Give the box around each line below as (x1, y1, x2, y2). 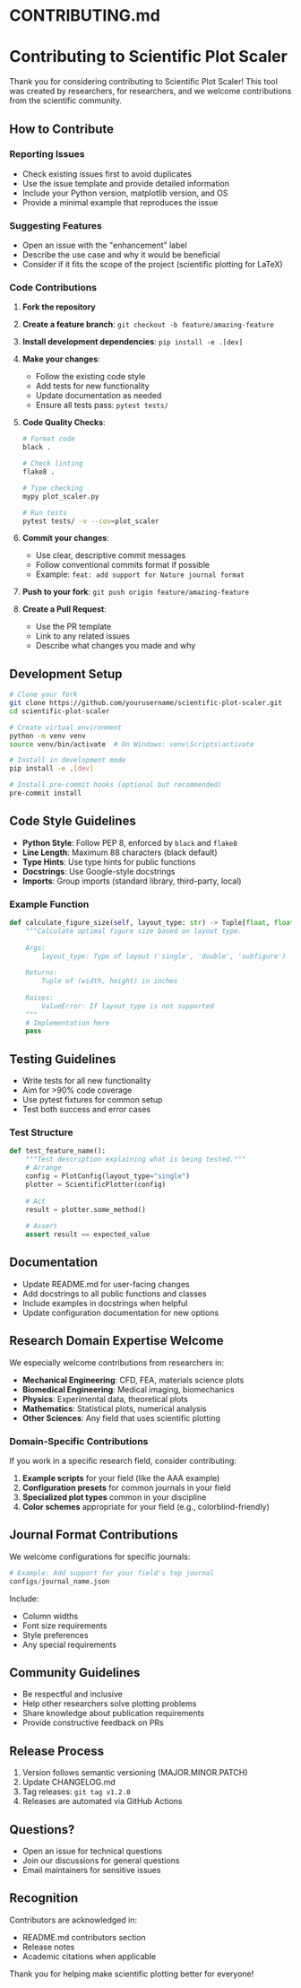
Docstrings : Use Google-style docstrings (21, 866, 176, 876)
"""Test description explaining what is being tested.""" (25, 1155, 246, 1164)
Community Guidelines (9, 1665, 141, 1680)
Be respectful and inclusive (21, 1688, 123, 1700)
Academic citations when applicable (21, 1950, 157, 1961)
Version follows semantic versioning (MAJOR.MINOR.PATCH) (21, 1767, 248, 1778)
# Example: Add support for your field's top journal (9, 1568, 215, 1577)
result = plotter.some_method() (25, 1205, 146, 1214)
